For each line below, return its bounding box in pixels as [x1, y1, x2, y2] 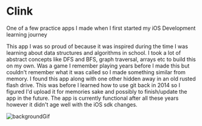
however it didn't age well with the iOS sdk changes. [6, 100, 138, 108]
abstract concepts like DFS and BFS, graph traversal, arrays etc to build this [6, 55, 196, 63]
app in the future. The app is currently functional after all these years [6, 94, 179, 102]
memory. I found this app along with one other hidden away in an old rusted [6, 75, 196, 82]
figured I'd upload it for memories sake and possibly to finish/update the [6, 88, 187, 95]
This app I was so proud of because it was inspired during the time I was [6, 43, 189, 50]
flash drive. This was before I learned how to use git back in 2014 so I [6, 81, 181, 89]
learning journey [6, 30, 47, 38]
